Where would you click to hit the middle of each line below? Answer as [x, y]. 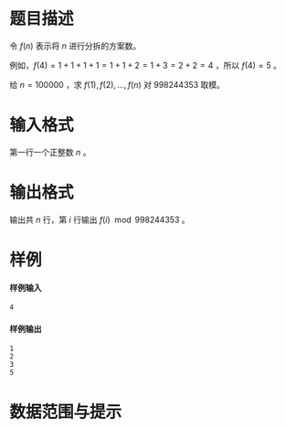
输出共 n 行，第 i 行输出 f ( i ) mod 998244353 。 [100, 220]
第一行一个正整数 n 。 [50, 152]
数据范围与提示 [66, 412]
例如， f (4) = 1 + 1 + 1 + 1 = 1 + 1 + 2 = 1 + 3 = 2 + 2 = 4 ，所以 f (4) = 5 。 [145, 65]
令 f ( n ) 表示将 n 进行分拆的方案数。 [75, 46]
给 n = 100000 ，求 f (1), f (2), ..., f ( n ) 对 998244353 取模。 [117, 84]
